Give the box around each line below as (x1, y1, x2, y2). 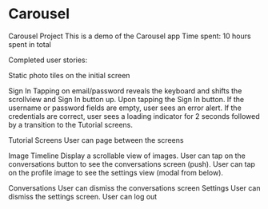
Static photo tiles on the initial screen (8, 70, 130, 80)
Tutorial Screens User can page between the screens (8, 135, 184, 144)
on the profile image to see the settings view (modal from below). (8, 168, 224, 177)
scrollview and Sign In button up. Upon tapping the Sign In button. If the (8, 94, 245, 104)
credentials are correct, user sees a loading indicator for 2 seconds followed (8, 111, 260, 120)
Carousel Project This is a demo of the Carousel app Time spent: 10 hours (8, 31, 251, 41)
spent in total (8, 39, 52, 49)
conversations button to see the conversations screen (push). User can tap (8, 159, 256, 168)
